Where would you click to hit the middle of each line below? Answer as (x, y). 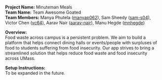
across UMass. (20, 58)
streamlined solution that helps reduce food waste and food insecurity (76, 53)
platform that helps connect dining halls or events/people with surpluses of (81, 43)
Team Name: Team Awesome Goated (43, 12)
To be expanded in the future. (35, 73)
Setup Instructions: (25, 68)
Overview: (16, 32)
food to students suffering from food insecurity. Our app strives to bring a (80, 48)
